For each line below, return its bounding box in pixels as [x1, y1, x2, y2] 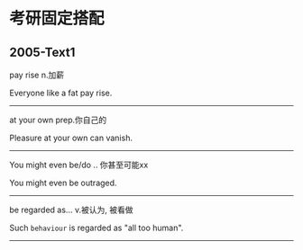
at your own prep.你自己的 [9, 114, 107, 125]
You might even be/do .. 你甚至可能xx [9, 159, 149, 170]
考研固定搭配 [9, 8, 106, 29]
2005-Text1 [9, 44, 76, 59]
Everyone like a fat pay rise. [9, 87, 113, 98]
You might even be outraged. [9, 177, 117, 188]
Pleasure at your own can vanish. [9, 132, 133, 143]
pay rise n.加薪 [9, 69, 65, 80]
